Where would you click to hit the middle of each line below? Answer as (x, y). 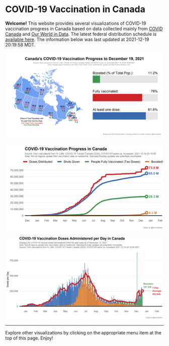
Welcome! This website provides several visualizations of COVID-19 (76, 23)
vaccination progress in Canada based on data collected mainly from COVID (84, 28)
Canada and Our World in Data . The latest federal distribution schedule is (81, 34)
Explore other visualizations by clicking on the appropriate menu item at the (83, 333)
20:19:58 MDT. (20, 44)
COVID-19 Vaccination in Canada (75, 9)
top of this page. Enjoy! (29, 338)
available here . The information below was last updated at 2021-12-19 (77, 39)
